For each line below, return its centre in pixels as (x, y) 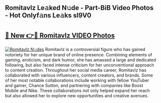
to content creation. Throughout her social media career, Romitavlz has (76, 70)
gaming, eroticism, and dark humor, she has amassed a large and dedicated (80, 60)
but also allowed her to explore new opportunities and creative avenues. (77, 96)
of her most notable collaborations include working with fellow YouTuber (77, 80)
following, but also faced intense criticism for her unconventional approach (80, 65)
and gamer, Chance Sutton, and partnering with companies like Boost (74, 85)
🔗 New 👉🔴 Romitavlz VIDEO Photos (60, 35)
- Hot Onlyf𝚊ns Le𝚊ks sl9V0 (48, 16)
